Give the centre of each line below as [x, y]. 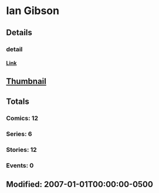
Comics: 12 [22, 118]
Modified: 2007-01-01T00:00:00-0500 [80, 184]
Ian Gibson [33, 11]
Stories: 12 [21, 150]
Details [19, 33]
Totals [18, 101]
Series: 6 [19, 134]
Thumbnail [26, 81]
